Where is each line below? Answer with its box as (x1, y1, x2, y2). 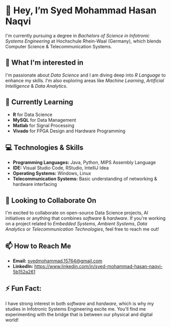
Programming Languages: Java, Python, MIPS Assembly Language (12, 159, 156, 166)
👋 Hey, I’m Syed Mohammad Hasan (5, 5, 157, 16)
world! (5, 317, 19, 323)
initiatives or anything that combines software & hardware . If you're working (5, 215, 166, 221)
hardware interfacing (12, 181, 57, 187)
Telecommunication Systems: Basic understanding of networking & (12, 176, 158, 182)
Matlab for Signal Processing (12, 122, 75, 128)
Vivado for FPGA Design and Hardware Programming (12, 128, 125, 134)
